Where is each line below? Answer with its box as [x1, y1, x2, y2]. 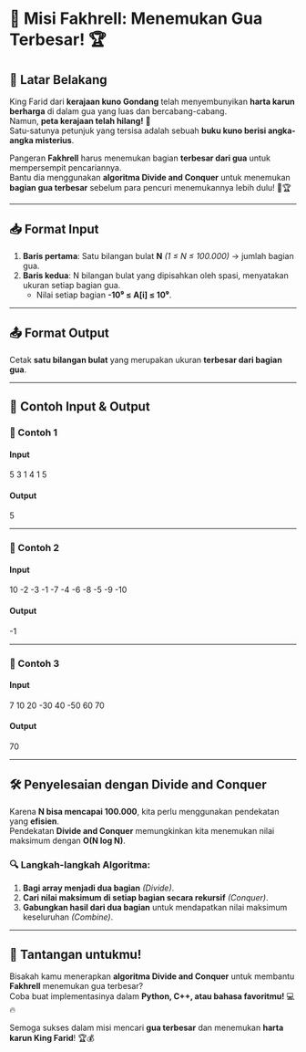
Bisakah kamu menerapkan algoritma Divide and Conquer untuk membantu [9, 971, 295, 982]
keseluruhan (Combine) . [22, 911, 114, 922]
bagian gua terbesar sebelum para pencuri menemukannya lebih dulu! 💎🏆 [9, 182, 291, 193]
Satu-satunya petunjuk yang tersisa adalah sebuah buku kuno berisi [9, 125, 267, 136]
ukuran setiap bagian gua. [22, 279, 121, 290]
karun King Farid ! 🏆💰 [9, 1032, 95, 1043]
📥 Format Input [9, 222, 99, 237]
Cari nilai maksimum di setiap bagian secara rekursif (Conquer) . [22, 892, 269, 903]
